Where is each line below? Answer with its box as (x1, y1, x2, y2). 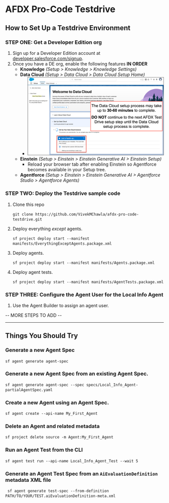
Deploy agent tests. (12, 269, 53, 275)
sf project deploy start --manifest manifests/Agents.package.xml (12, 260, 155, 265)
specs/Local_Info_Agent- (86, 382, 138, 387)
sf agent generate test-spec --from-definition (7, 488, 109, 494)
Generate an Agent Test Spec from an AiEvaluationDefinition (5, 470, 158, 477)
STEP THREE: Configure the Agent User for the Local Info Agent (5, 291, 163, 298)
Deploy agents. (12, 250, 44, 256)
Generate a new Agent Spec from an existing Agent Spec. (5, 370, 148, 377)
